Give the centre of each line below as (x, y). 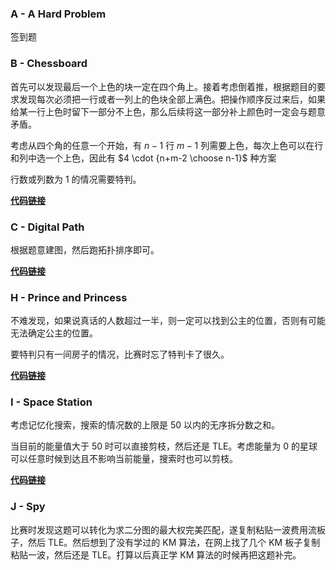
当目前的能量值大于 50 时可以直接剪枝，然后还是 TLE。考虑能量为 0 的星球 (164, 446)
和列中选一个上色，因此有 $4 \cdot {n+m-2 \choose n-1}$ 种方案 (143, 158)
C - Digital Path (47, 227)
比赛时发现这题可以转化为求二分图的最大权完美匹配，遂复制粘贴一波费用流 (163, 529)
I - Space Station (51, 402)
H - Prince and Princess (69, 297)
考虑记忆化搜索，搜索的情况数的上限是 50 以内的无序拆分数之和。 (145, 425)
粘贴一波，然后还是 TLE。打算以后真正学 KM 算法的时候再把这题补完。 (156, 554)
